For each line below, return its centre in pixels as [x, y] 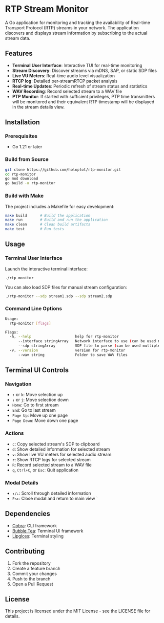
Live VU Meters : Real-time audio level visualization [63, 76]
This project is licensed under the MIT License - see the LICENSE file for [78, 611]
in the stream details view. [38, 107]
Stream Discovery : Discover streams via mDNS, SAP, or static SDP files [84, 70]
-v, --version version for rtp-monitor [67, 351]
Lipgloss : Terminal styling [38, 536]
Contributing [25, 551]
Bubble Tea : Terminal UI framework [48, 531]
